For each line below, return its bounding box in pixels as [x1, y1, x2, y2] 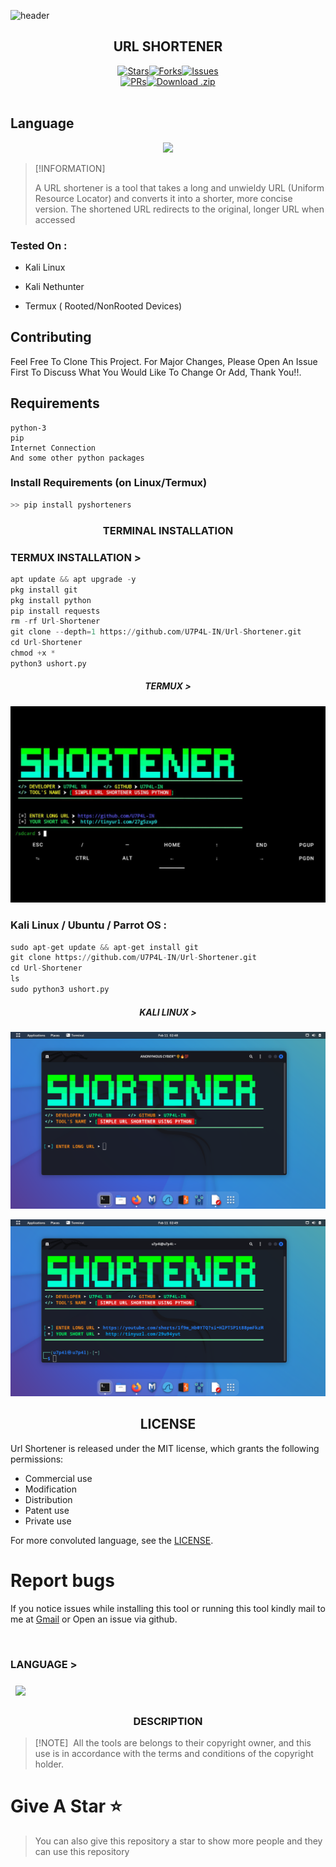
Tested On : [10, 238, 68, 252]
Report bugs [10, 1569, 115, 1592]
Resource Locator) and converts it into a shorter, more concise [34, 192, 293, 204]
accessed [34, 213, 76, 225]
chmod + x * [10, 648, 56, 659]
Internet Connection [10, 443, 97, 453]
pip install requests [10, 606, 101, 616]
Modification [24, 1483, 78, 1495]
